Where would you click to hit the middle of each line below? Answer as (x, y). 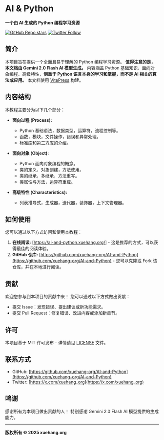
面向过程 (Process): (32, 120)
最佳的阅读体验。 (34, 249)
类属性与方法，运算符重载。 (47, 182)
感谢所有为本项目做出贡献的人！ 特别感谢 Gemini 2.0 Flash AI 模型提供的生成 (82, 411)
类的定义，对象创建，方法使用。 (51, 170)
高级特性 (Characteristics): (40, 192)
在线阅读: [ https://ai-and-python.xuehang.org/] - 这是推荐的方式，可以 (83, 242)
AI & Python (29, 9)
